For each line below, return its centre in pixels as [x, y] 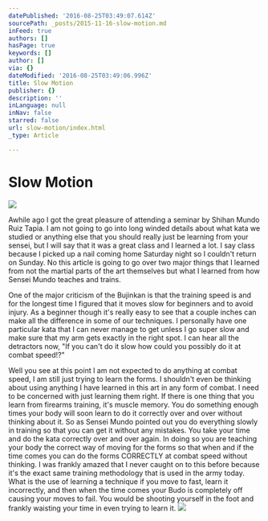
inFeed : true [30, 31]
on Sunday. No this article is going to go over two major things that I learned [134, 262]
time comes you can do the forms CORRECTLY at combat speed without [128, 456]
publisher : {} [32, 90]
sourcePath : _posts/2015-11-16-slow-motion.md [87, 23]
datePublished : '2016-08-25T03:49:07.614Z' [82, 16]
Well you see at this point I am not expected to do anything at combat [123, 370]
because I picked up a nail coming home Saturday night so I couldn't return [132, 253]
